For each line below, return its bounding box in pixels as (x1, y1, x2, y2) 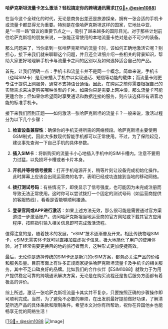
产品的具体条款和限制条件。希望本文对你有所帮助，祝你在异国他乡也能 (18, 302, 163, 308)
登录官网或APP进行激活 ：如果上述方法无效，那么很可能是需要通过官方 (12, 208, 157, 213)
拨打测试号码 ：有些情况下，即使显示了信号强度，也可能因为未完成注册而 (12, 184, 161, 190)
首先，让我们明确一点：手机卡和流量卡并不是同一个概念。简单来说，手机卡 (5, 68, 158, 74)
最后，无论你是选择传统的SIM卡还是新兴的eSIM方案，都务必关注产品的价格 (5, 254, 159, 260)
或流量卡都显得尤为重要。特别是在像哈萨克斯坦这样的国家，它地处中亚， (5, 22, 154, 28)
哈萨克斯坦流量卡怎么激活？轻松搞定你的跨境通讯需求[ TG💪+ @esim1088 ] (5, 5, 156, 11)
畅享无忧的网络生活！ (5, 308, 49, 314)
